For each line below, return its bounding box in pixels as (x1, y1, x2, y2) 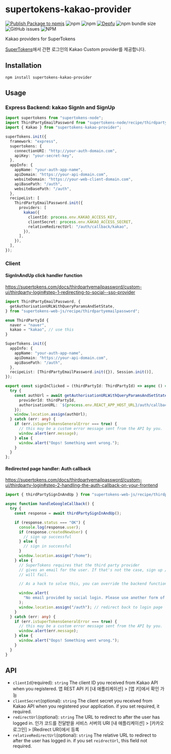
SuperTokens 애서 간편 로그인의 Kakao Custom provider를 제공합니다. (5, 46, 146, 52)
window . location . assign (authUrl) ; (14, 412, 88, 417)
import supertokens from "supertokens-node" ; (5, 116, 103, 121)
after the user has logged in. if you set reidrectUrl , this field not (12, 738, 148, 744)
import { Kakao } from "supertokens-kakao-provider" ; (5, 125, 122, 130)
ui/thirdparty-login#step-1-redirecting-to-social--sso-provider (5, 289, 136, 295)
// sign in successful (23, 544, 72, 549)
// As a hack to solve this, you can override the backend (18, 581, 147, 586)
